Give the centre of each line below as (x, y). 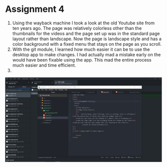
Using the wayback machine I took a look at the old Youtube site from (83, 23)
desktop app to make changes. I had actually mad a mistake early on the (86, 54)
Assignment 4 (35, 9)
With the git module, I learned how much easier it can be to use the (81, 49)
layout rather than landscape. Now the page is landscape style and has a (87, 39)
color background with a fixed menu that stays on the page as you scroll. (87, 44)
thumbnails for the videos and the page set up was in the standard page (86, 33)
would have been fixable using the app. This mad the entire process (82, 60)
